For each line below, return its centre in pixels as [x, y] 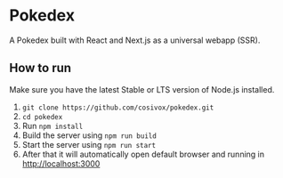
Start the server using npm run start [89, 144]
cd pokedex [42, 117]
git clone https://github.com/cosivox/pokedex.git [118, 108]
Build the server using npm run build [89, 135]
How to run [40, 68]
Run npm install [53, 125]
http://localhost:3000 [61, 163]
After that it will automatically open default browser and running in [143, 154]
